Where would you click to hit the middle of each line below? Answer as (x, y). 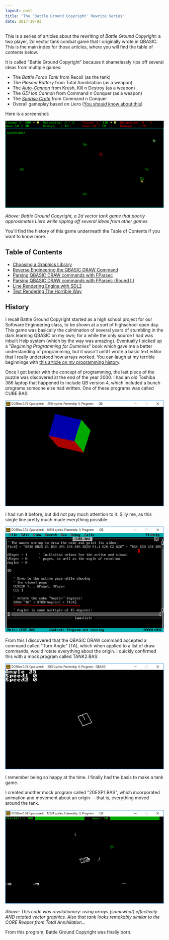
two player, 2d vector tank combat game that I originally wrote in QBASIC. (81, 42)
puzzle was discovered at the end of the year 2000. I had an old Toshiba (80, 377)
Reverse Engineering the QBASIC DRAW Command (65, 269)
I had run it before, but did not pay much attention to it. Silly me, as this (78, 514)
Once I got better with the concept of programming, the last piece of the (80, 372)
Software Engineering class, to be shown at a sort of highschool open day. (82, 324)
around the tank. (22, 803)
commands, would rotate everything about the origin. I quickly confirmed (81, 651)
